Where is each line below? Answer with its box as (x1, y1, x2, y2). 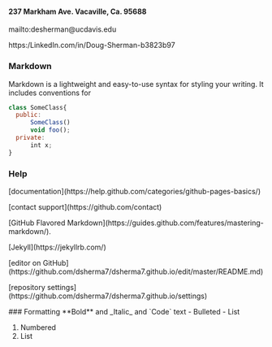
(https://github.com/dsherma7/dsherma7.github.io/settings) (8, 291, 208, 301)
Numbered (19, 322, 57, 332)
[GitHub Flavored (8, 218, 66, 228)
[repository (8, 282, 46, 292)
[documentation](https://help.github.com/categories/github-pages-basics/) (8, 186, 261, 196)
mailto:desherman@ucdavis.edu (8, 24, 117, 34)
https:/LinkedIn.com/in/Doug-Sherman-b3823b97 (8, 41, 176, 50)
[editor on (8, 258, 41, 267)
